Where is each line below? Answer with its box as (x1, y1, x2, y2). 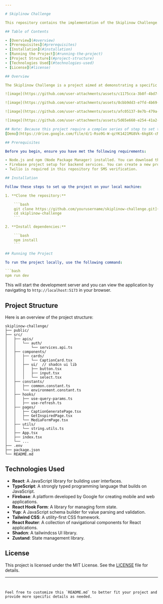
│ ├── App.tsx (5, 430, 38, 435)
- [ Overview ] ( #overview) (5, 38, 55, 43)
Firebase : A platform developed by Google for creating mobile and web (12, 493, 155, 499)
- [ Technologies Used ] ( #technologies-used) (5, 60, 95, 65)
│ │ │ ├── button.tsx (5, 366, 62, 371)
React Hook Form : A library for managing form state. (12, 503, 118, 510)
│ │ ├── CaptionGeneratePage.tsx (5, 409, 81, 414)
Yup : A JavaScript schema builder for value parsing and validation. (12, 509, 146, 515)
